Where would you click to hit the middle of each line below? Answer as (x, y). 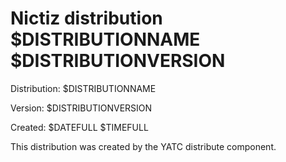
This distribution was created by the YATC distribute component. (143, 146)
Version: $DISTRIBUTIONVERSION (81, 108)
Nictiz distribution (86, 18)
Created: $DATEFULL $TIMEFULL (79, 127)
